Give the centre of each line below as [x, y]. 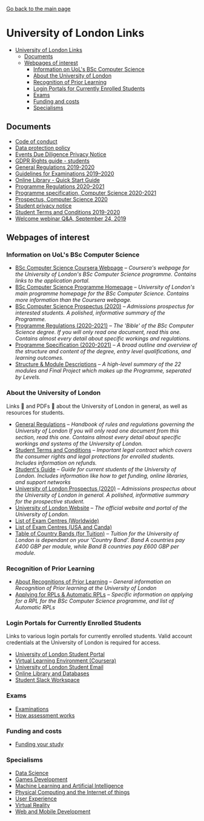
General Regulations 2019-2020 [55, 167]
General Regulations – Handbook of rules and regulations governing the [105, 424]
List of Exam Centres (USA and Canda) [64, 527]
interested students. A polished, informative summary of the [90, 313]
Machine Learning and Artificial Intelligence [69, 786]
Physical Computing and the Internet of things [72, 793]
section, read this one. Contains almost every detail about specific [98, 437]
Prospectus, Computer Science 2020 [61, 199]
